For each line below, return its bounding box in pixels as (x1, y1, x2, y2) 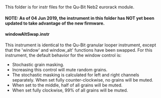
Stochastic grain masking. (12, 61, 64, 67)
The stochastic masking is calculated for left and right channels (12, 72, 140, 78)
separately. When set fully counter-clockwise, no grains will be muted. (12, 77, 153, 83)
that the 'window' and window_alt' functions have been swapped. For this (5, 47, 153, 53)
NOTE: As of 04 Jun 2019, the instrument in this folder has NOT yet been (5, 15, 155, 21)
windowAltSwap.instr (5, 31, 50, 37)
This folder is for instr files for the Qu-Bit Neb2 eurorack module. (5, 4, 135, 10)
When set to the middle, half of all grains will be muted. (12, 82, 123, 88)
